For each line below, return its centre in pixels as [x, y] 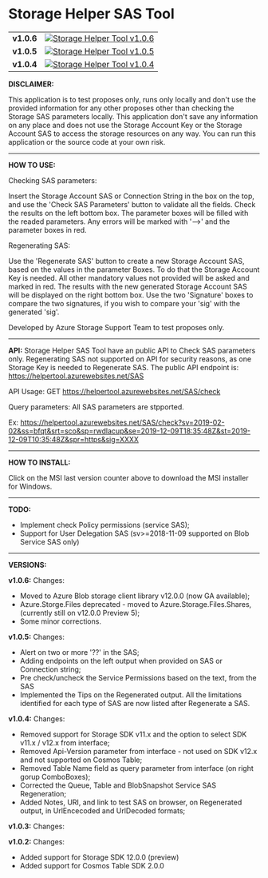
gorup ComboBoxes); [55, 776]
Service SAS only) [49, 541]
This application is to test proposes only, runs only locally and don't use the [132, 99]
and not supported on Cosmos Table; [81, 760]
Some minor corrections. [61, 621]
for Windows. [30, 486]
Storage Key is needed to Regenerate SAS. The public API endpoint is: [124, 367]
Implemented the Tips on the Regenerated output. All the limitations [130, 694]
